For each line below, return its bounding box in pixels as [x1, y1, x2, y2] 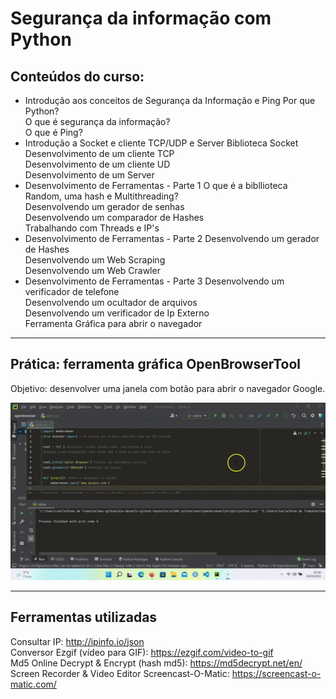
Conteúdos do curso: [10, 68, 145, 85]
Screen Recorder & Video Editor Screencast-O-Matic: [10, 667, 230, 679]
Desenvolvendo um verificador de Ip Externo [24, 307, 210, 319]
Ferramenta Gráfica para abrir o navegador [24, 318, 203, 329]
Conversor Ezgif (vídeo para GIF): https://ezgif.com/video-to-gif [10, 646, 274, 658]
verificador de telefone [24, 286, 120, 297]
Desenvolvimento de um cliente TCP [24, 148, 175, 159]
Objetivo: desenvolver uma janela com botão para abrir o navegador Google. [10, 382, 326, 394]
